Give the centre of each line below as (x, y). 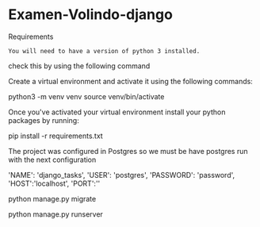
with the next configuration (52, 160)
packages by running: (44, 120)
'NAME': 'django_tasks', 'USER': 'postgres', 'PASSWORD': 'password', (122, 175)
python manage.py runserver (55, 214)
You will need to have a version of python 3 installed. (104, 51)
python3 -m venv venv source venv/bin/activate (86, 96)
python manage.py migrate (52, 198)
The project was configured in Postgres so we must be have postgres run (128, 151)
